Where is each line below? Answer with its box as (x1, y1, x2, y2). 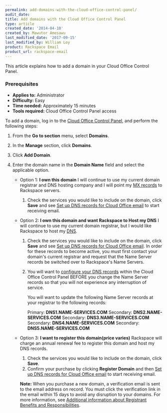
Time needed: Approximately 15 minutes (12, 102, 96, 108)
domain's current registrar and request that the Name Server (27, 253, 152, 259)
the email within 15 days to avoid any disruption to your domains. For (19, 391, 161, 397)
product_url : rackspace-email (5, 49, 68, 54)
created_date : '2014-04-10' (5, 26, 64, 31)
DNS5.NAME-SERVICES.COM (27, 325, 90, 331)
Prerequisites (5, 80, 38, 87)
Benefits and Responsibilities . (19, 402, 81, 408)
